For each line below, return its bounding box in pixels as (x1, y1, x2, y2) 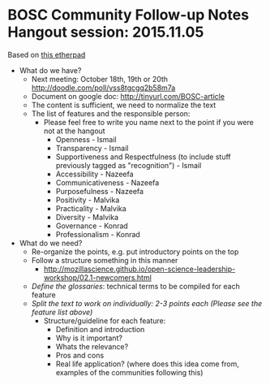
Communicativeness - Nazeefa (55, 177, 160, 188)
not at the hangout (43, 126, 106, 136)
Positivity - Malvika (55, 195, 120, 205)
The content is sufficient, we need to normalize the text (31, 100, 216, 110)
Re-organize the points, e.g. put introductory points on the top (31, 246, 239, 257)
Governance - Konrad (55, 221, 129, 231)
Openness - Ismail (55, 134, 117, 144)
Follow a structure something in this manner (31, 255, 178, 265)
